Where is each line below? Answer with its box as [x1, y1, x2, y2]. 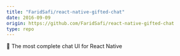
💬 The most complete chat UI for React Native [6, 43, 123, 50]
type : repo [6, 26, 34, 32]
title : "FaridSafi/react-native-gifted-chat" [6, 9, 125, 15]
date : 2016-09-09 [6, 15, 51, 21]
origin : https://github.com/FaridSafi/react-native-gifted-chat [6, 20, 174, 26]
